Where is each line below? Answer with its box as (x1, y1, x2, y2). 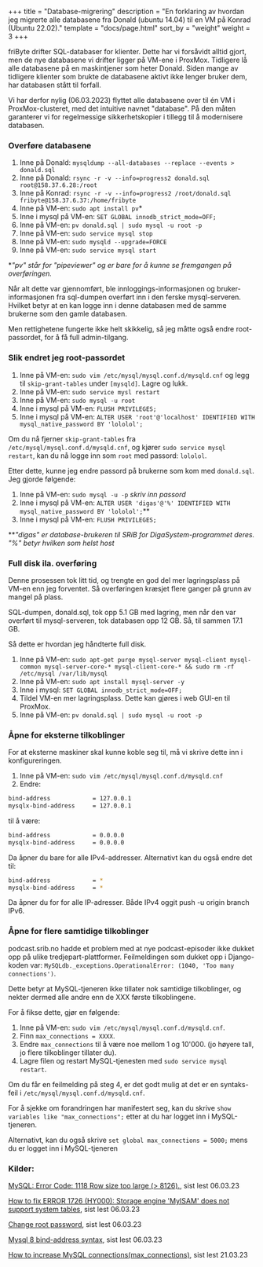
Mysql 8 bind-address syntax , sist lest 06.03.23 (8, 1235, 163, 1244)
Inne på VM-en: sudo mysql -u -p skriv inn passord (19, 489, 186, 499)
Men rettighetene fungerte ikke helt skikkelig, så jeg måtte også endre (8, 324, 235, 334)
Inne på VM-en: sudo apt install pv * (19, 203, 143, 213)
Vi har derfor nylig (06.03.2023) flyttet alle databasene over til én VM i (8, 96, 236, 104)
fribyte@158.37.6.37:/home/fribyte (19, 196, 137, 205)
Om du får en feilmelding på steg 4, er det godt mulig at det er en (8, 1079, 219, 1089)
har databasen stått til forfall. (8, 80, 102, 90)
